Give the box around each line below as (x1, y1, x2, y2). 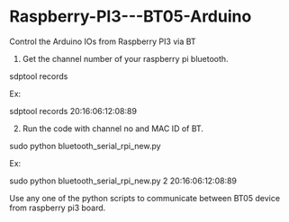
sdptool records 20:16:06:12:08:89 (9, 105, 138, 116)
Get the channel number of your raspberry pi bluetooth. (22, 53, 229, 64)
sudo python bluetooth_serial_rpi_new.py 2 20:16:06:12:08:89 (9, 175, 237, 186)
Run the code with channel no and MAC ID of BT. (22, 123, 204, 134)
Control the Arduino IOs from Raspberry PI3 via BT (9, 36, 196, 47)
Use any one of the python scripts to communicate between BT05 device (9, 192, 281, 203)
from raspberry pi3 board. (9, 202, 106, 213)
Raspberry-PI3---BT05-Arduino (9, 6, 252, 27)
